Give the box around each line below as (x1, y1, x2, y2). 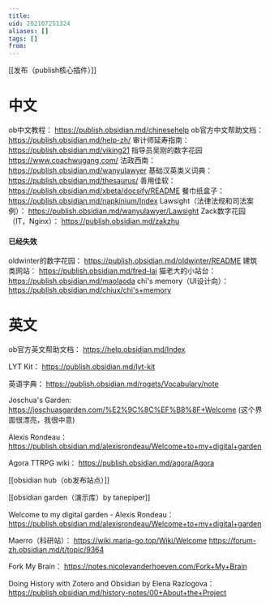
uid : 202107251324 (8, 19, 71, 28)
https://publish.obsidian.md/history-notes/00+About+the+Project (8, 588, 227, 598)
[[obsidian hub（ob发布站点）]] (8, 475, 110, 485)
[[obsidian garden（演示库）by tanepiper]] (8, 492, 151, 503)
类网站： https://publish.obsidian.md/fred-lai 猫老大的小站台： (8, 266, 216, 276)
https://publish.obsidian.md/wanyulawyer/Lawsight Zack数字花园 (28, 206, 246, 216)
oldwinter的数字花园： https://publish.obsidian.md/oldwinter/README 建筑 (8, 256, 258, 266)
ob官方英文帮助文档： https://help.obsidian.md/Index (8, 345, 186, 354)
